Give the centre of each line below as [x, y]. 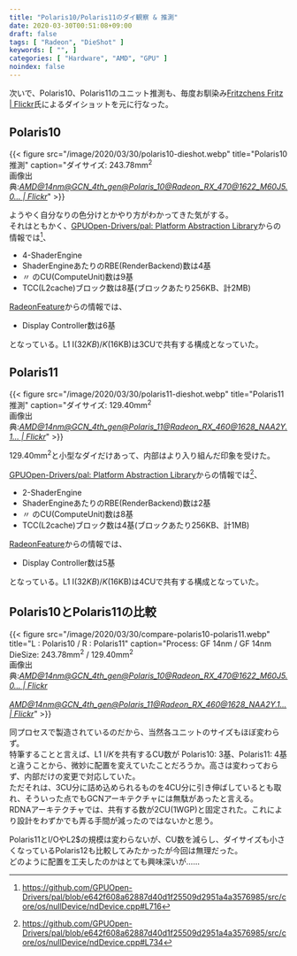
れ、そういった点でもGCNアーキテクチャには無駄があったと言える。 [133, 798]
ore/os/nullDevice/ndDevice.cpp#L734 [92, 943]
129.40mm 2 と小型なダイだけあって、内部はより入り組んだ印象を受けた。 [142, 455]
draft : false [33, 34]
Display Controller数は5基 [69, 562]
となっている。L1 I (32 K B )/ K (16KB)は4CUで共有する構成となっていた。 [136, 582]
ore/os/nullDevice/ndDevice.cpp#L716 [91, 906]
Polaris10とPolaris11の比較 [83, 612]
